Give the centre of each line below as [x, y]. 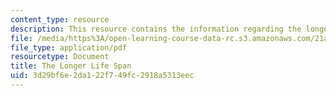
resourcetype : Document [60, 57]
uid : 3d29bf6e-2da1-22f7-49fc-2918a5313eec [102, 76]
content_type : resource [60, 19]
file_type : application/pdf [69, 47]
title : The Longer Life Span [71, 66]
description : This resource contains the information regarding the [156, 29]
